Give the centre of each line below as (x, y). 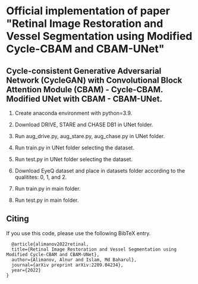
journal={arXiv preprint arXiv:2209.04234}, (67, 265)
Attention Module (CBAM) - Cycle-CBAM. (85, 90)
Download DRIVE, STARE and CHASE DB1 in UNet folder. (84, 124)
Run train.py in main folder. (48, 188)
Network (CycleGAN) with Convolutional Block (94, 80)
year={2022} (26, 270)
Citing (18, 219)
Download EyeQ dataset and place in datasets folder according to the (100, 171)
